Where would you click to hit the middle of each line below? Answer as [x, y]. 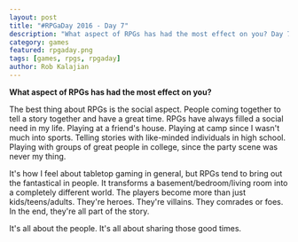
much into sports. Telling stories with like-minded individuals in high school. [148, 137]
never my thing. [38, 156]
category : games [39, 42]
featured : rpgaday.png [51, 51]
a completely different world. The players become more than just [128, 192]
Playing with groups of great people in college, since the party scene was [143, 146]
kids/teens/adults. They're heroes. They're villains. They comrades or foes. [146, 201]
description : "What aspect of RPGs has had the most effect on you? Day [146, 34]
